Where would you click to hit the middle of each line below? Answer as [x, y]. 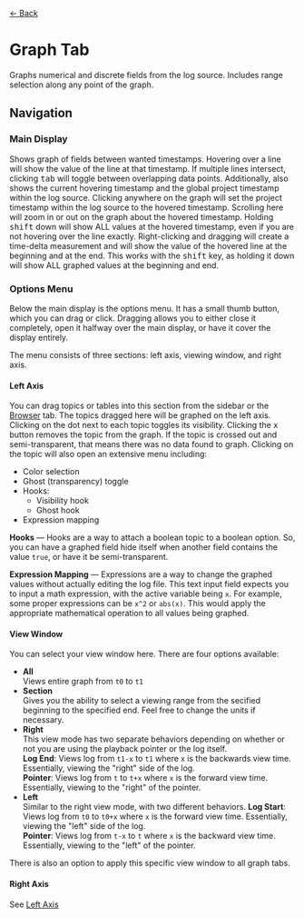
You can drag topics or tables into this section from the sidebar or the [139, 406]
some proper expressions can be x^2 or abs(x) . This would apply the [137, 604]
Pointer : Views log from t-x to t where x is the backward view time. [149, 836]
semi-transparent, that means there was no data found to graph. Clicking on [152, 444]
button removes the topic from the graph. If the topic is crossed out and [143, 434]
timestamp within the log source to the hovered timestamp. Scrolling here [147, 207]
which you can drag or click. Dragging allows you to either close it [133, 318]
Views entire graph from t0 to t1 [83, 682]
